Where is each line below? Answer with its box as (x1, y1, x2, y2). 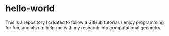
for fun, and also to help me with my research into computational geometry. (5, 24, 162, 30)
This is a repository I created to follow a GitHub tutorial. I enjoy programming (5, 19, 164, 25)
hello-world (5, 3, 55, 14)
